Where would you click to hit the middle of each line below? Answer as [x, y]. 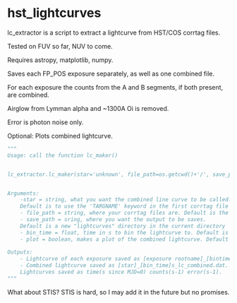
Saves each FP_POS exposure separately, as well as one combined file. [111, 73]
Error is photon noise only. [45, 122]
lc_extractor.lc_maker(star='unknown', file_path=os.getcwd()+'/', [109, 174]
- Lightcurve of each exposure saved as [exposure [96, 259]
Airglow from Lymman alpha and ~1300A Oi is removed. [88, 108]
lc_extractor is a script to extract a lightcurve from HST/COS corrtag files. [114, 32]
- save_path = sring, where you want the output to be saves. [113, 220]
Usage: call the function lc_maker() [63, 155]
